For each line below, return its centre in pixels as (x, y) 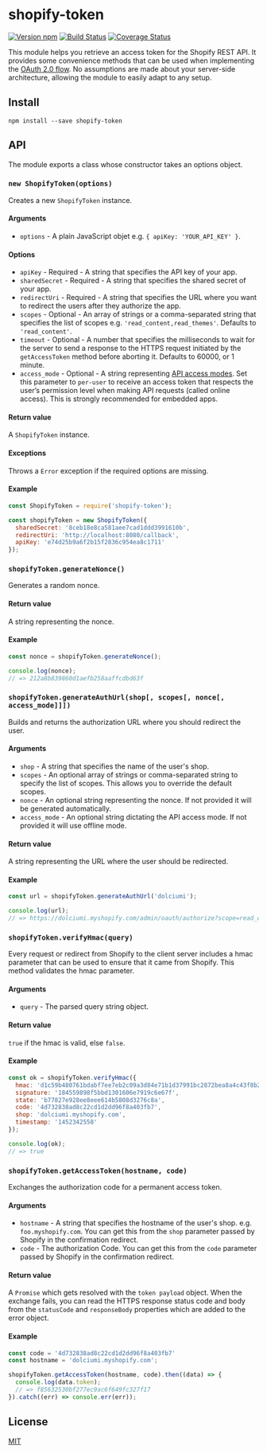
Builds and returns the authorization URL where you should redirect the (124, 722)
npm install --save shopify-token (66, 121)
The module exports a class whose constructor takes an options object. (126, 164)
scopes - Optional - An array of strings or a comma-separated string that (138, 314)
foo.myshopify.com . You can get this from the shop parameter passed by (137, 1232)
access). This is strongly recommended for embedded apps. (119, 399)
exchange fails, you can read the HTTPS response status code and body (127, 1301)
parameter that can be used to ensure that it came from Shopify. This (121, 962)
